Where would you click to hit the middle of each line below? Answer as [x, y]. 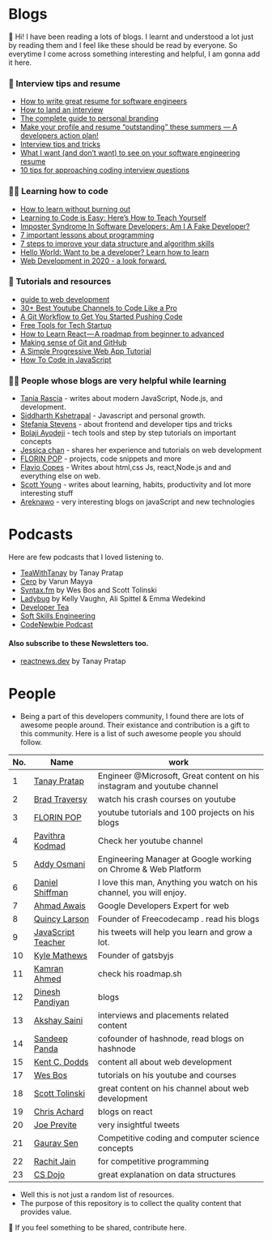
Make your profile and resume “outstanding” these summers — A [129, 127]
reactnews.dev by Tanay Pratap [73, 661]
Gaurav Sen [56, 1143]
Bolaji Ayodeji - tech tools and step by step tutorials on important [128, 433]
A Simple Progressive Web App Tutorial [85, 351]
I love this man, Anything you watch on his [178, 883]
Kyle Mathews [60, 956]
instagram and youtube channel [158, 786]
